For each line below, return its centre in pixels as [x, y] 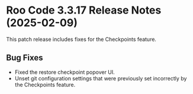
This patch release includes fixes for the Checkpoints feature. [81, 39]
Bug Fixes [25, 58]
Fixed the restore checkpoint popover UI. [65, 72]
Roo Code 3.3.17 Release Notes [84, 10]
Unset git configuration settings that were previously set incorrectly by [101, 78]
